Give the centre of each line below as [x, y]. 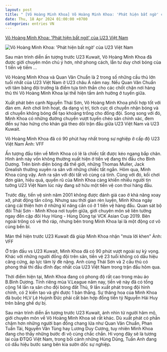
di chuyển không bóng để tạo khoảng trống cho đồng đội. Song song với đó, [83, 113]
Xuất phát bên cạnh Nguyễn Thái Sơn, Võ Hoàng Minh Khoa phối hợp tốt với [83, 103]
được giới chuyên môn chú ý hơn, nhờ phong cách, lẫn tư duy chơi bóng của [83, 62]
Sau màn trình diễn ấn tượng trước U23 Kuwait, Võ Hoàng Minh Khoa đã [79, 57]
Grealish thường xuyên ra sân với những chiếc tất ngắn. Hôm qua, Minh [78, 170]
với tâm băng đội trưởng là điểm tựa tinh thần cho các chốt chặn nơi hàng [80, 88]
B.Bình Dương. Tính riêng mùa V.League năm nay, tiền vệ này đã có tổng [79, 282]
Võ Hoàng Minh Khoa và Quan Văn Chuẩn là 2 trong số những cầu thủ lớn [80, 77]
